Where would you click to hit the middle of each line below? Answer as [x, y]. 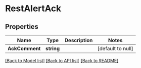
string [53, 48]
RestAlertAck [33, 9]
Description [79, 40]
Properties [22, 27]
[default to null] [115, 48]
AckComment [24, 48]
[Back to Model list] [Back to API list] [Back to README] [62, 61]
